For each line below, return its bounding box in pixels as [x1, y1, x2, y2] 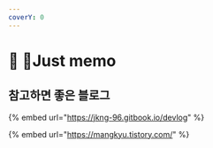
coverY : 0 [8, 12, 45, 22]
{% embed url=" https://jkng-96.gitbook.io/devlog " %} [8, 112, 205, 122]
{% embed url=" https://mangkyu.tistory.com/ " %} [8, 129, 190, 139]
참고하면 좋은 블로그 [8, 88, 110, 103]
